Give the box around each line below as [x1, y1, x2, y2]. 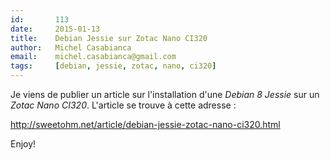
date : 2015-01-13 [10, 24, 101, 34]
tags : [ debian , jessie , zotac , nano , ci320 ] [10, 61, 217, 71]
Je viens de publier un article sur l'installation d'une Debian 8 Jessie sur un [10, 89, 320, 100]
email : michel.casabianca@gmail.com [10, 52, 177, 62]
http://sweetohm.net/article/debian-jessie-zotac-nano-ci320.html [10, 119, 281, 130]
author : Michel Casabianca [10, 42, 132, 53]
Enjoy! [10, 138, 37, 150]
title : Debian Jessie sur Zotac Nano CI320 [10, 33, 208, 43]
